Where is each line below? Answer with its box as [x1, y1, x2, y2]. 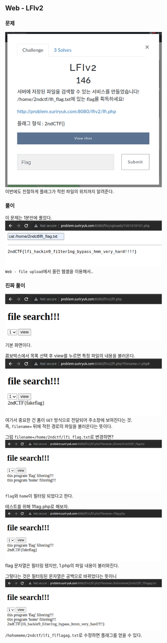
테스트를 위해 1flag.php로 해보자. [5, 503, 69, 509]
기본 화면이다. [5, 342, 32, 348]
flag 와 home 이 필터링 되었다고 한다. [5, 493, 74, 499]
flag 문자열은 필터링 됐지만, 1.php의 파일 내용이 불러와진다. [5, 562, 119, 569]
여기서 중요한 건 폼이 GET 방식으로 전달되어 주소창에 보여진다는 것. [5, 417, 133, 423]
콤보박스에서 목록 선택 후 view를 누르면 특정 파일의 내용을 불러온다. [5, 352, 135, 359]
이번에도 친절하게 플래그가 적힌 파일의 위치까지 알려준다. [5, 188, 114, 194]
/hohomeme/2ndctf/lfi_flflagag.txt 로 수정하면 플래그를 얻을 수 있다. [5, 632, 143, 638]
